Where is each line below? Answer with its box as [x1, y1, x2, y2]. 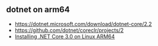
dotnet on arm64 [6, 5, 70, 15]
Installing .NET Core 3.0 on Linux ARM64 [14, 32, 115, 40]
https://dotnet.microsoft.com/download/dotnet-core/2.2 [14, 20, 153, 27]
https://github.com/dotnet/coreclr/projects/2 [14, 27, 124, 34]
